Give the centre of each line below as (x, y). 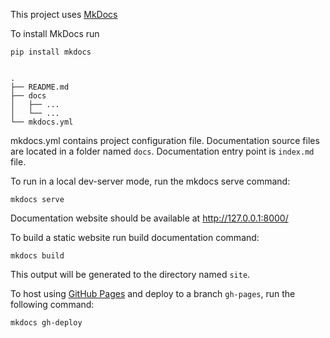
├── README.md (40, 87)
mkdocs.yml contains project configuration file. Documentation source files (165, 140)
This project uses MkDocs (64, 14)
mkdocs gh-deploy (46, 323)
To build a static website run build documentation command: (135, 237)
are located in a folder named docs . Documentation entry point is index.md (162, 151)
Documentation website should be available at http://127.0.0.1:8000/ (149, 218)
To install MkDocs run (55, 33)
